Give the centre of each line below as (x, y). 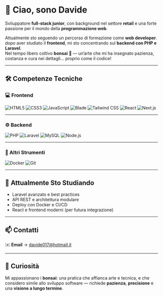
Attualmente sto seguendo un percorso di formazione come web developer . (81, 38)
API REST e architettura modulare (45, 200)
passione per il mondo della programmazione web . (56, 28)
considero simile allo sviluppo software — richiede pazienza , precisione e (79, 283)
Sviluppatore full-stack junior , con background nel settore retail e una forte (81, 23)
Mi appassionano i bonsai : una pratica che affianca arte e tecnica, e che (77, 278)
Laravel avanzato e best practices (46, 195)
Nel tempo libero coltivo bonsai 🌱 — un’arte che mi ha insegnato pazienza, (80, 53)
